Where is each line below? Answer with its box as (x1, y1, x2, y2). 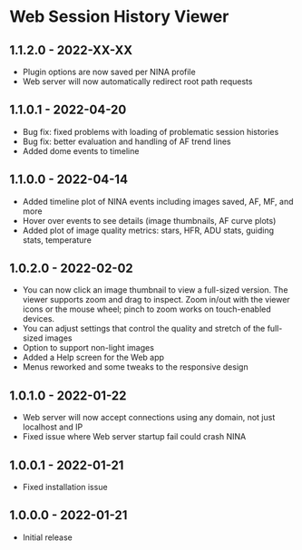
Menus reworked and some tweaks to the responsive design (22, 362, 248, 372)
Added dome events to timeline (22, 145, 140, 156)
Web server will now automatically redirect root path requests (22, 76, 253, 87)
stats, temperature (22, 234, 93, 246)
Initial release (22, 532, 73, 543)
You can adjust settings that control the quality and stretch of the (22, 323, 266, 334)
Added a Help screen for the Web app (22, 352, 165, 363)
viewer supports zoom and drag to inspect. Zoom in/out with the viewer (22, 294, 290, 305)
